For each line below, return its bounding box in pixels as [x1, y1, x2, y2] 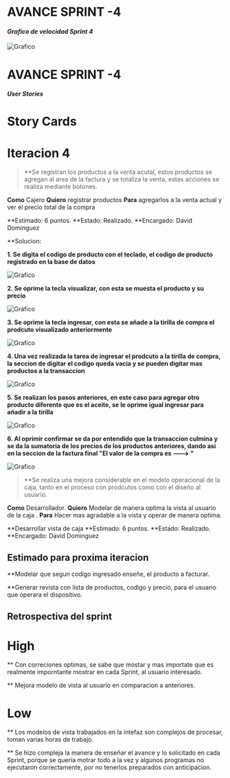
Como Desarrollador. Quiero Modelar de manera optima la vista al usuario [7, 504, 216, 512]
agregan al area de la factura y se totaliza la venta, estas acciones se [23, 175, 220, 184]
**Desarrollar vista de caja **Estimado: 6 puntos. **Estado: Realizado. [7, 524, 211, 533]
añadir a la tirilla [7, 408, 54, 416]
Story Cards [7, 114, 77, 129]
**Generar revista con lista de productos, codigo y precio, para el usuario [7, 583, 217, 592]
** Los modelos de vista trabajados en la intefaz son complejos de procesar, [7, 728, 223, 736]
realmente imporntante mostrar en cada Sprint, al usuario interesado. [7, 668, 203, 676]
